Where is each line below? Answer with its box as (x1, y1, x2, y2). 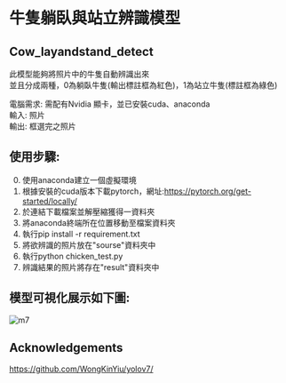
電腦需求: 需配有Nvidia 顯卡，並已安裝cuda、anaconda (9, 99, 211, 109)
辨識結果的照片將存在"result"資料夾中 (21, 261, 160, 272)
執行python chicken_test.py (21, 251, 123, 261)
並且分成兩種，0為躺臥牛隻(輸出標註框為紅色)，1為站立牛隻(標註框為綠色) (9, 80, 278, 90)
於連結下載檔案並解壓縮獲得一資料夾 (21, 206, 155, 217)
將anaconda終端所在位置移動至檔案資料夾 (21, 217, 176, 227)
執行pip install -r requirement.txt (21, 228, 140, 239)
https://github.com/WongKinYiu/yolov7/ (9, 363, 154, 374)
